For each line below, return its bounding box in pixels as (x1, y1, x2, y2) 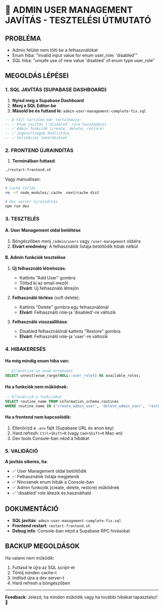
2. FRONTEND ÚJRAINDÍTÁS (5, 147, 74, 153)
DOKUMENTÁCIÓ (5, 505, 59, 513)
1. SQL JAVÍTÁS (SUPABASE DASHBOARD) (5, 86, 107, 93)
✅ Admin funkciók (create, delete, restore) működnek (12, 484, 120, 490)
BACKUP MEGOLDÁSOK (5, 542, 80, 550)
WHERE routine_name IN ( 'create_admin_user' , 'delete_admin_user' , (5, 403, 145, 408)
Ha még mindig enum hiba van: (5, 358, 69, 363)
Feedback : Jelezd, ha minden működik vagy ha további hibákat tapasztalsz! (5, 594, 158, 600)
